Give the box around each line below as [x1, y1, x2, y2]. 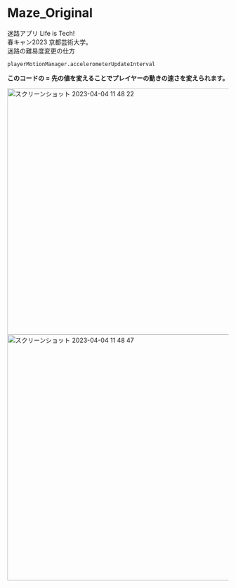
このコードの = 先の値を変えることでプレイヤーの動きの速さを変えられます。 [7, 74, 229, 82]
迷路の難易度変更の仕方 [7, 46, 75, 55]
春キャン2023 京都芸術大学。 [7, 37, 93, 46]
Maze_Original [7, 5, 93, 21]
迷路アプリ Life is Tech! [7, 29, 75, 37]
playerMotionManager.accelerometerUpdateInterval [7, 60, 156, 67]
